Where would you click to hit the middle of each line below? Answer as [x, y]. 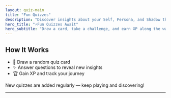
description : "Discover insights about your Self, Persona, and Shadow [83, 19]
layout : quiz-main [25, 10]
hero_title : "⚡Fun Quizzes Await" [42, 24]
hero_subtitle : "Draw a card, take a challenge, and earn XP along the [83, 29]
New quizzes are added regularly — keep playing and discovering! [75, 85]
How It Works [27, 50]
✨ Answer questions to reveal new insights [58, 67]
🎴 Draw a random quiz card [41, 62]
